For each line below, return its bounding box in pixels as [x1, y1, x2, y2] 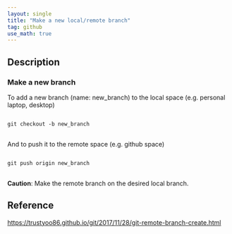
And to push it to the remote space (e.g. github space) [7, 140, 165, 148]
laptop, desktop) [7, 100, 55, 109]
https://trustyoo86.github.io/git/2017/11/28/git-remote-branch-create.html [7, 218, 221, 226]
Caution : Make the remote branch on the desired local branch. [7, 179, 189, 187]
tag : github [7, 23, 42, 30]
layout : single [7, 10, 52, 18]
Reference [7, 199, 54, 211]
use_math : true [7, 30, 52, 37]
